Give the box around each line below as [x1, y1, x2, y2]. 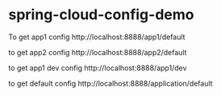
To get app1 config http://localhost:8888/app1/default [8, 32, 186, 42]
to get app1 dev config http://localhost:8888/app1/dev [8, 62, 187, 73]
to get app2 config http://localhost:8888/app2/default [8, 47, 187, 57]
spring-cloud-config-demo [8, 6, 194, 24]
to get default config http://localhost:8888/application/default [8, 78, 213, 88]
